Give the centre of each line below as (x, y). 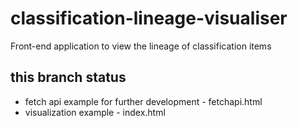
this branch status (68, 77)
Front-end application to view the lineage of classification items (141, 46)
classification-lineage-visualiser (149, 18)
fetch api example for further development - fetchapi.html (143, 101)
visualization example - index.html (95, 112)
